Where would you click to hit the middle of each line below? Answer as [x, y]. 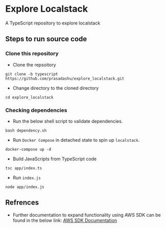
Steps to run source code [46, 39]
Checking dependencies [36, 110]
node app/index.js [25, 187]
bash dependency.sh [26, 131]
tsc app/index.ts [24, 168]
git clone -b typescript [32, 74]
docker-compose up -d [28, 149]
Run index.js [27, 178]
